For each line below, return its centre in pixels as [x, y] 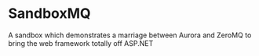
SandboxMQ [50, 14]
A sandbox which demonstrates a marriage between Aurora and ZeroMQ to [130, 35]
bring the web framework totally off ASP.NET [81, 43]
